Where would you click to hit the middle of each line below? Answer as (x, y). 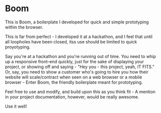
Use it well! (16, 106)
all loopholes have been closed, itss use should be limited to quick (71, 41)
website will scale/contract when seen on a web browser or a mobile (73, 77)
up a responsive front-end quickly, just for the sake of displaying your (74, 61)
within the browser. (24, 27)
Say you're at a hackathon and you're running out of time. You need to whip (80, 56)
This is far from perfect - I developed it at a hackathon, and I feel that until (79, 37)
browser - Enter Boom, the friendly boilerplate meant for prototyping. (74, 82)
